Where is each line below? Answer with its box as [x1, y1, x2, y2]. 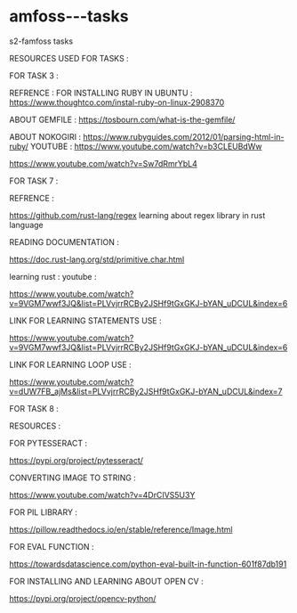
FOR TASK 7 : [9, 176, 59, 186]
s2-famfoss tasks [9, 36, 74, 46]
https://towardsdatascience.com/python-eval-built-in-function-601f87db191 [9, 559, 287, 569]
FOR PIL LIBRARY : [9, 506, 78, 518]
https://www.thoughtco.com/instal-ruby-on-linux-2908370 [9, 96, 225, 108]
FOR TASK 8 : [9, 403, 60, 413]
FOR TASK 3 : [9, 69, 60, 81]
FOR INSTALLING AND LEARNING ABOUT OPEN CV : [9, 576, 204, 586]
